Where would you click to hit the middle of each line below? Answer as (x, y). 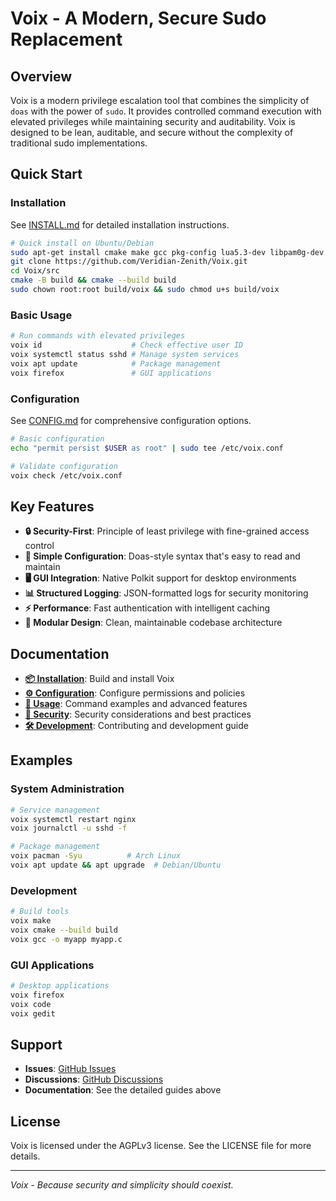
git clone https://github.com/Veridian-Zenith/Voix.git (129, 262)
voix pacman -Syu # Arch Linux (96, 856)
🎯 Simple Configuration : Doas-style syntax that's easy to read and (162, 556)
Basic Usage (41, 315)
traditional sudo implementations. (79, 143)
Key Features (52, 506)
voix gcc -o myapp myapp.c (66, 939)
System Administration (67, 789)
